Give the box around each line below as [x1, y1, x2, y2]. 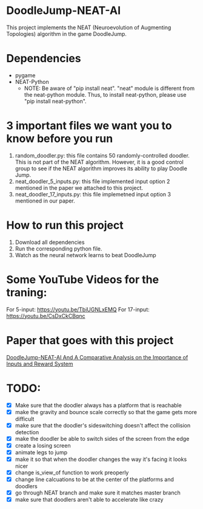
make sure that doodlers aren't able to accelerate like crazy [15, 496, 164, 504]
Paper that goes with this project [6, 333, 174, 347]
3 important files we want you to [6, 119, 172, 133]
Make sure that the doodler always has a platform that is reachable [15, 401, 182, 409]
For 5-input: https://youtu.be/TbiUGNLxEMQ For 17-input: [6, 305, 150, 313]
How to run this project [6, 218, 124, 232]
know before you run [6, 132, 113, 146]
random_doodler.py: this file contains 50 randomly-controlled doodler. [15, 151, 190, 159]
